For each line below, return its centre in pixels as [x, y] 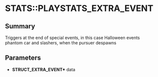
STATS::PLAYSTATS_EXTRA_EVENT [79, 8]
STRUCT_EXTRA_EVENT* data [44, 69]
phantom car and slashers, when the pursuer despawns [61, 43]
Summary [20, 26]
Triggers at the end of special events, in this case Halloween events [72, 38]
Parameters [23, 58]
